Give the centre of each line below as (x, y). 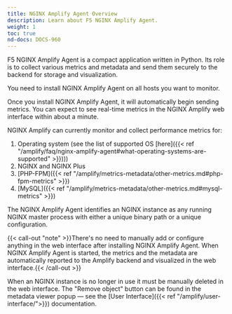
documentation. (74, 304)
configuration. (27, 224)
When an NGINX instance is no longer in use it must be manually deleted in (116, 282)
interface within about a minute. (53, 117)
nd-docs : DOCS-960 (34, 40)
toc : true (22, 33)
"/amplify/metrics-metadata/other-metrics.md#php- (148, 174)
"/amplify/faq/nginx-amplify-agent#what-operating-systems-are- (112, 151)
